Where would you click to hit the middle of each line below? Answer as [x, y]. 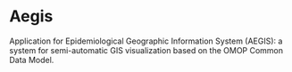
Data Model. [32, 60]
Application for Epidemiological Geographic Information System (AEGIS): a [146, 41]
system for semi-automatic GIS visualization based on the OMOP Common [146, 50]
